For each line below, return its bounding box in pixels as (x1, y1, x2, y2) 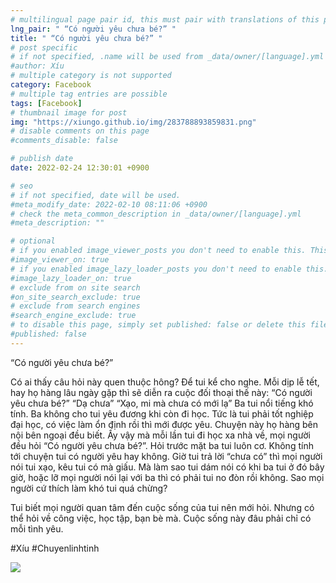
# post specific (10, 42, 78, 53)
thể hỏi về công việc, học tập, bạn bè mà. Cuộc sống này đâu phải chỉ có (10, 512, 312, 524)
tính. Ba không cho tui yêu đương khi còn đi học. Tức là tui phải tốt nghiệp (10, 407, 314, 420)
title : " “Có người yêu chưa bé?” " (10, 33, 163, 43)
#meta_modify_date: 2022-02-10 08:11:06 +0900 (10, 199, 208, 210)
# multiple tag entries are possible (10, 89, 168, 99)
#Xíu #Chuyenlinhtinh (10, 542, 100, 554)
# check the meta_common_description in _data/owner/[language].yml (10, 209, 302, 219)
